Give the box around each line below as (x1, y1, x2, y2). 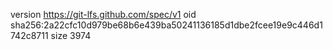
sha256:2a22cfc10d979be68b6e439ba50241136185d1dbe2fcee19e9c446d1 (10, 19, 323, 31)
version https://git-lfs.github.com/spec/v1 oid (10, 9, 197, 20)
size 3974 (50, 30, 92, 41)
